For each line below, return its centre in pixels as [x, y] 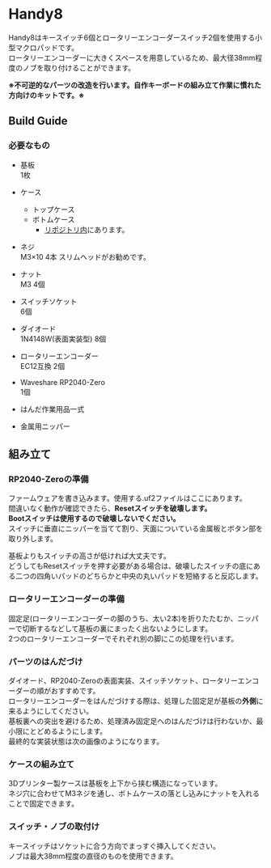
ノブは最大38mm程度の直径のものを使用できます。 [93, 856]
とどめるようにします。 [68, 731]
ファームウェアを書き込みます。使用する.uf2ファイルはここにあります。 [127, 498]
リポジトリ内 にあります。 [87, 229]
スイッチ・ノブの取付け [54, 827]
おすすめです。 [75, 690]
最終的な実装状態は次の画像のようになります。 [86, 741]
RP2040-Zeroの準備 [49, 479]
